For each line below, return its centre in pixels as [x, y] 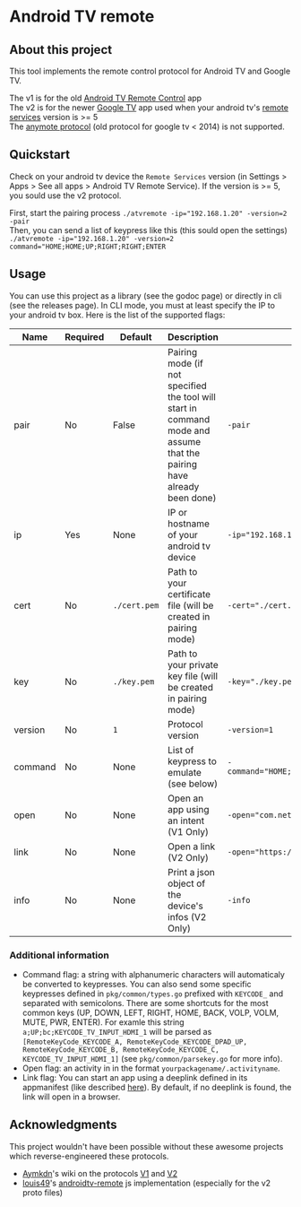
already [183, 486]
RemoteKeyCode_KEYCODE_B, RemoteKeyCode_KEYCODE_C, [120, 1050]
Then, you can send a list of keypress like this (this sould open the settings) [149, 230]
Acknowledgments [64, 1125]
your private [193, 664]
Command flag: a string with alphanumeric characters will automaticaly [153, 974]
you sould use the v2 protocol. [65, 195]
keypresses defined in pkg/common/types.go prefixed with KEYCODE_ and [153, 994]
